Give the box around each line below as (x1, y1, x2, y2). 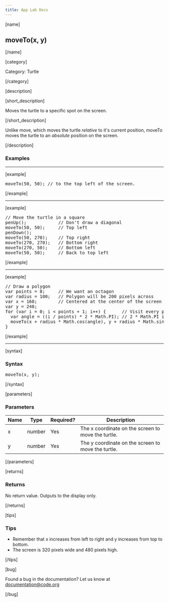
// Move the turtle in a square (5, 215, 85, 220)
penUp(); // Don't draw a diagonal (5, 220, 122, 225)
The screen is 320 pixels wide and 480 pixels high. (12, 547, 118, 553)
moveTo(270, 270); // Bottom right (5, 240, 99, 245)
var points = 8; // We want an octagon (5, 288, 114, 294)
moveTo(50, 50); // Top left (5, 225, 88, 230)
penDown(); (5, 230, 32, 235)
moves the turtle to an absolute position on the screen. (5, 132, 119, 139)
